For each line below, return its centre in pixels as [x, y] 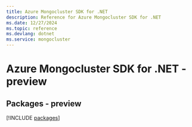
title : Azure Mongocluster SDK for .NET [57, 12]
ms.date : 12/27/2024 [32, 23]
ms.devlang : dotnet [30, 34]
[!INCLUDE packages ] [33, 118]
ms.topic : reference [32, 28]
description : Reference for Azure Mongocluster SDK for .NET [84, 17]
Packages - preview [44, 103]
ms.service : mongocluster [38, 39]
